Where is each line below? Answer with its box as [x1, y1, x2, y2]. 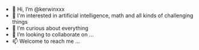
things [11, 18, 28, 25]
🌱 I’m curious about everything [11, 24, 89, 32]
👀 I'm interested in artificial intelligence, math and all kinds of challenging [11, 12, 194, 19]
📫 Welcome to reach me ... [11, 37, 80, 45]
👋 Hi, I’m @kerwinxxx [11, 6, 65, 12]
